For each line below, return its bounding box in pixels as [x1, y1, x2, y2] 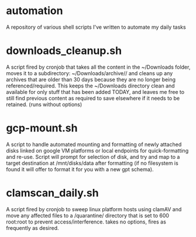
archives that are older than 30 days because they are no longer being [6, 76, 176, 83]
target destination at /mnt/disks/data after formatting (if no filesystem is [6, 160, 178, 167]
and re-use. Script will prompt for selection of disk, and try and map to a [6, 153, 180, 160]
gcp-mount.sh [6, 121, 78, 135]
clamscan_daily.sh [6, 187, 99, 199]
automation [6, 4, 63, 18]
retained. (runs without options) [6, 101, 82, 108]
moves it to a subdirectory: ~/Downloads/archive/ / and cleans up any [6, 69, 173, 77]
